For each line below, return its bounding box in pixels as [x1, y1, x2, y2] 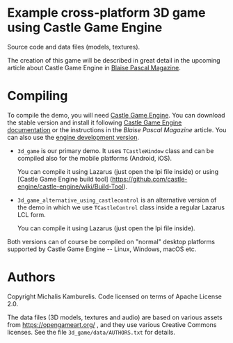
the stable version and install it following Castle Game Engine [7, 118, 182, 127]
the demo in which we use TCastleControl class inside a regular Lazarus [17, 203, 225, 212]
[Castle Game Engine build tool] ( [17, 175, 113, 183]
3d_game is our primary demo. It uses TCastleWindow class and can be [17, 146, 214, 154]
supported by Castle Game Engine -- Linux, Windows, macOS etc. [7, 245, 197, 253]
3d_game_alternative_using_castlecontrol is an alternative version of [17, 196, 217, 204]
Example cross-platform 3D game [7, 5, 206, 21]
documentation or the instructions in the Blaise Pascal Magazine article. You [7, 125, 227, 134]
